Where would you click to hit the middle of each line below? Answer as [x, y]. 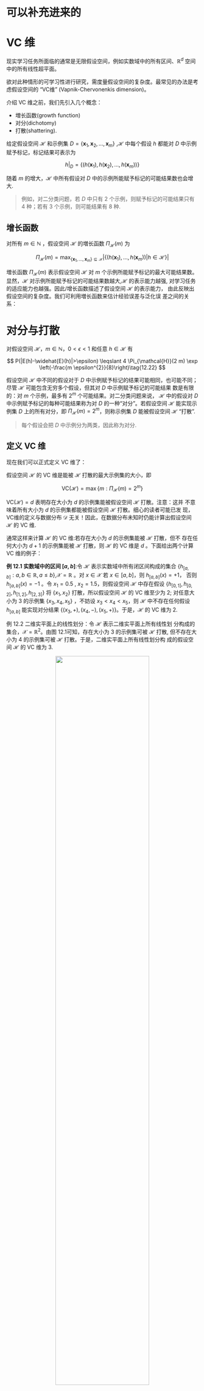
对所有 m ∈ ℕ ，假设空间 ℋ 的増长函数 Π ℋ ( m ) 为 [68, 244]
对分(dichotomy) [36, 123]
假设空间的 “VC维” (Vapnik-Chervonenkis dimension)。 [80, 89]
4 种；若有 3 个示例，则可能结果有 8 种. [71, 207]
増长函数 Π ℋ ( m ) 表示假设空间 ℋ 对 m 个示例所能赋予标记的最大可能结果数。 [102, 273]
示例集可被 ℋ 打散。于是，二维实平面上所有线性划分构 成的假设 [108, 639]
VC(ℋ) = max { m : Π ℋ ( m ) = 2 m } [102, 488]
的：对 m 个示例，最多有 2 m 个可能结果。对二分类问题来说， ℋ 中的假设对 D [102, 395]
